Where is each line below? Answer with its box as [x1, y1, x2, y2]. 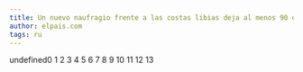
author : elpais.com [9, 22, 83, 31]
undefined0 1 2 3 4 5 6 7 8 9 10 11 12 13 [9, 55, 154, 66]
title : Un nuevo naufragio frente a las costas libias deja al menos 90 [9, 13, 289, 22]
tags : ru [9, 30, 42, 39]
